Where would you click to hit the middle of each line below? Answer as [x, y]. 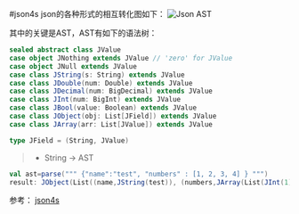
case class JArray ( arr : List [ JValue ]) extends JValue [111, 124]
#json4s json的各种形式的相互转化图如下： [88, 14]
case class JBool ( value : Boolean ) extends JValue [103, 108]
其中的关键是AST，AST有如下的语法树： [83, 33]
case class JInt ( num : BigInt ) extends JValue [95, 100]
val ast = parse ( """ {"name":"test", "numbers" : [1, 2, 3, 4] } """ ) [139, 174]
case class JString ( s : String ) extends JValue [97, 75]
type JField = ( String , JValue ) [69, 140]
